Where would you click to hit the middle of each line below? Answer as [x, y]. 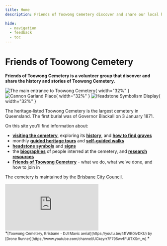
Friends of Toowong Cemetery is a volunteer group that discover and [78, 76]
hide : [11, 23]
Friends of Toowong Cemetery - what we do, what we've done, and [82, 162]
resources [23, 156]
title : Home [17, 10]
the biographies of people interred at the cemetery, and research [80, 151]
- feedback [21, 33]
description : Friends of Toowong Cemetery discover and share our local [82, 14]
